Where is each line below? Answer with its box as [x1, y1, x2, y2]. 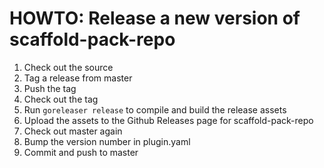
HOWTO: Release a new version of [9, 7, 301, 30]
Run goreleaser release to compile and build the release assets [23, 103, 287, 116]
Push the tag [23, 82, 77, 94]
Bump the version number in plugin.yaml [23, 135, 191, 147]
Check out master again [23, 125, 123, 137]
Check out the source [23, 61, 114, 73]
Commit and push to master [23, 146, 139, 158]
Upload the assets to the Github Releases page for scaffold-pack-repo [23, 114, 314, 126]
